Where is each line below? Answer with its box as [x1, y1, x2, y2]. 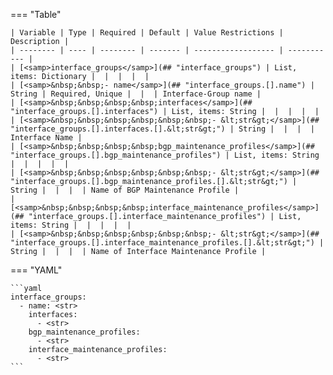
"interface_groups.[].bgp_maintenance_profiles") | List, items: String [10, 150, 320, 160]
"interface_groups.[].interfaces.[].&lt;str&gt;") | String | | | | [10, 124, 315, 134]
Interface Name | [10, 133, 83, 143]
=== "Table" [10, 9, 62, 20]
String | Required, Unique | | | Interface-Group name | [10, 89, 262, 99]
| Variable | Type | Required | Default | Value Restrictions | [10, 28, 284, 38]
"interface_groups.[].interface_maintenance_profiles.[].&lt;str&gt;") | [10, 238, 325, 248]
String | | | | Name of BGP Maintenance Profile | [10, 185, 240, 195]
